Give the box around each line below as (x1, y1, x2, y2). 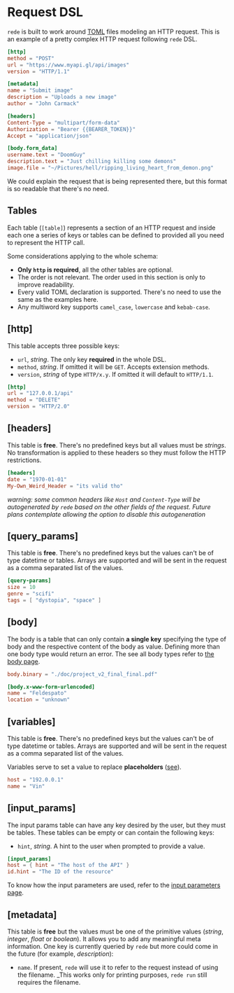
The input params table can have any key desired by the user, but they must (7, 821, 226, 829)
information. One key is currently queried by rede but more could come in (7, 942, 219, 950)
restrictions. (7, 456, 42, 464)
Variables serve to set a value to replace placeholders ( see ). (7, 763, 182, 771)
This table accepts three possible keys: (7, 341, 120, 350)
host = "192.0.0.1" (7, 776, 64, 783)
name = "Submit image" (7, 87, 73, 95)
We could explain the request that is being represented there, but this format (7, 176, 228, 186)
